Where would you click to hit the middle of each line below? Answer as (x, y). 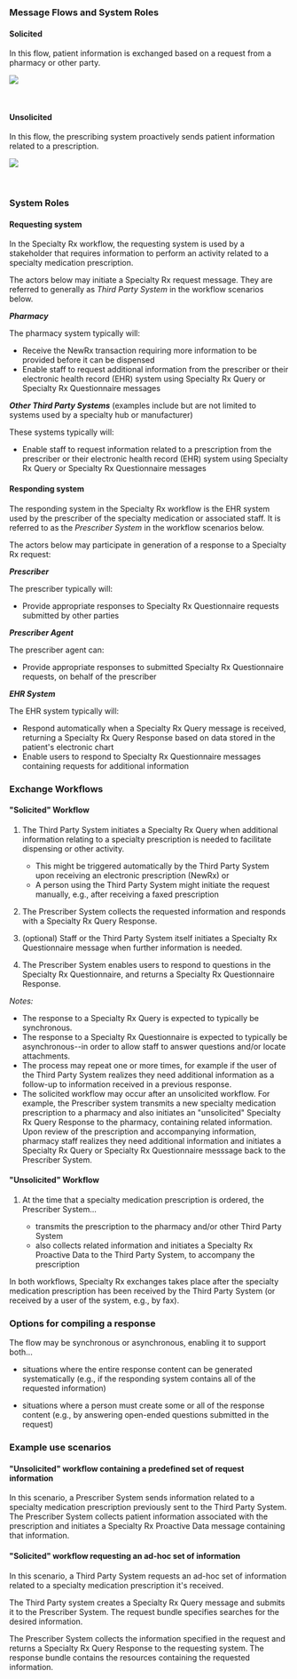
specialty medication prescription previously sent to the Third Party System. (148, 1507)
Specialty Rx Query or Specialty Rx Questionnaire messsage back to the (154, 1150)
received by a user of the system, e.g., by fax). (94, 1300)
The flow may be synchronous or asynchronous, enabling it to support (137, 1343)
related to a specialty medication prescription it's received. (117, 1585)
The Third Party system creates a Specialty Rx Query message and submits (147, 1603)
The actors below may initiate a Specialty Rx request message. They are (141, 280)
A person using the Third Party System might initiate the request (152, 884)
